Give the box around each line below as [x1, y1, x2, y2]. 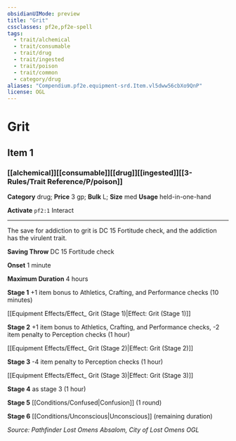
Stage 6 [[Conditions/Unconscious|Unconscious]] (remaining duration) [7, 412, 213, 420]
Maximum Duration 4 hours [7, 275, 88, 283]
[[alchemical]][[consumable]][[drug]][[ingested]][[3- [7, 168, 193, 178]
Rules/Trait [7, 176, 46, 186]
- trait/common [13, 69, 58, 76]
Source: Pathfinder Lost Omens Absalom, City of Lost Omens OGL [7, 426, 199, 434]
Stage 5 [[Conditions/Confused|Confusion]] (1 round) [7, 398, 162, 407]
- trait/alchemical [13, 37, 71, 44]
